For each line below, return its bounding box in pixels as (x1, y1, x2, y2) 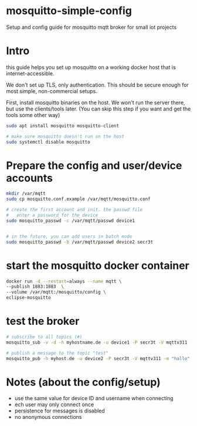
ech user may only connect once (14, 401, 94, 408)
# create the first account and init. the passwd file (6, 207, 143, 213)
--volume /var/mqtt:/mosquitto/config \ (6, 289, 107, 295)
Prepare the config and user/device (6, 159, 182, 172)
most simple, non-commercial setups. (6, 87, 98, 95)
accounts (6, 171, 53, 185)
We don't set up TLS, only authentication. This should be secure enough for (6, 81, 189, 88)
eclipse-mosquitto (6, 295, 51, 301)
